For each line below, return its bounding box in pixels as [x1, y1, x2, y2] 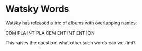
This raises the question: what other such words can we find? [5, 39, 136, 46]
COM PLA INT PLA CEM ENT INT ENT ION [5, 30, 95, 36]
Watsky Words [5, 3, 69, 15]
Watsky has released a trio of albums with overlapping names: [5, 20, 137, 26]
